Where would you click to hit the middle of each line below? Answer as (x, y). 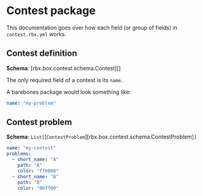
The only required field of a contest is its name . (64, 80)
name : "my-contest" (31, 148)
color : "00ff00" (38, 188)
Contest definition (42, 54)
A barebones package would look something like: (69, 92)
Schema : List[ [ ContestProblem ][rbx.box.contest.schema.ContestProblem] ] (102, 137)
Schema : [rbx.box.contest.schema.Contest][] (64, 68)
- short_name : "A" (36, 160)
